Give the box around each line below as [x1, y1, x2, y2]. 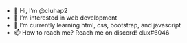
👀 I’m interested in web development [13, 14, 118, 22]
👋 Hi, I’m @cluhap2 [13, 7, 68, 14]
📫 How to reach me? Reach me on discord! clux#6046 [13, 29, 170, 37]
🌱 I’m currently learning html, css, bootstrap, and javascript [13, 21, 181, 29]
